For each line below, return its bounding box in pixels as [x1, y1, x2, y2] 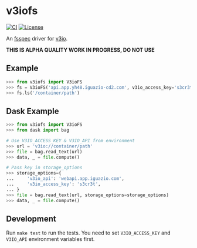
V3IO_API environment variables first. [6, 236, 95, 243]
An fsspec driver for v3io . [6, 35, 68, 42]
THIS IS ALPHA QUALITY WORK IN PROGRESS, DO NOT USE [6, 46, 155, 53]
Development [6, 213, 57, 224]
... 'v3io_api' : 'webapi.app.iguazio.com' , [6, 176, 125, 182]
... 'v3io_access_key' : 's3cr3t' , [6, 181, 101, 187]
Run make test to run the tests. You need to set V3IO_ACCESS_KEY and [6, 229, 171, 236]
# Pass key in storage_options [6, 165, 83, 171]
